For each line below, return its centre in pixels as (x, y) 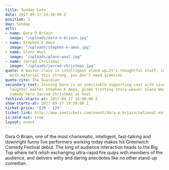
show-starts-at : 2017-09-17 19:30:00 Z (47, 104)
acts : (11, 29)
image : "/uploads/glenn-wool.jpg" (46, 57)
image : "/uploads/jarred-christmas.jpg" (53, 66)
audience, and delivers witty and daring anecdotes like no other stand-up (81, 158)
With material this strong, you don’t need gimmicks (66, 75)
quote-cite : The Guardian (32, 80)
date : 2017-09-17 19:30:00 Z (36, 15)
